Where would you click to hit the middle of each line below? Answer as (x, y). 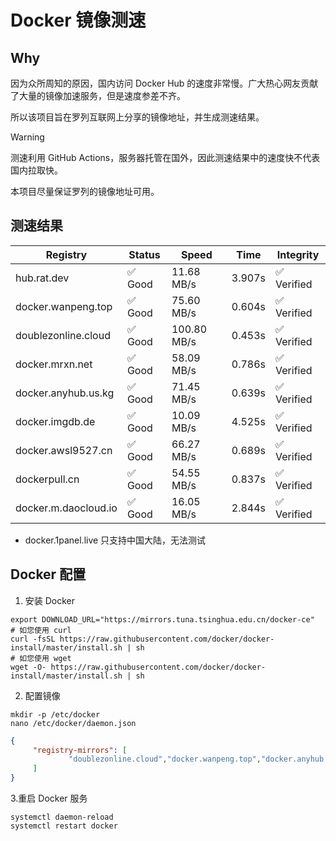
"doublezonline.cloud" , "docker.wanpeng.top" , (165, 759)
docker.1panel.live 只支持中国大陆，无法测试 (115, 540)
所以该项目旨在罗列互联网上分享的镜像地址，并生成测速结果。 (137, 117)
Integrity (298, 254)
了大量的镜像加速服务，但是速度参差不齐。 (98, 95)
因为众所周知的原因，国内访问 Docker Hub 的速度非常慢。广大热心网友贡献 (164, 83)
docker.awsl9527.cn (64, 450)
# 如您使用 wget (41, 658)
